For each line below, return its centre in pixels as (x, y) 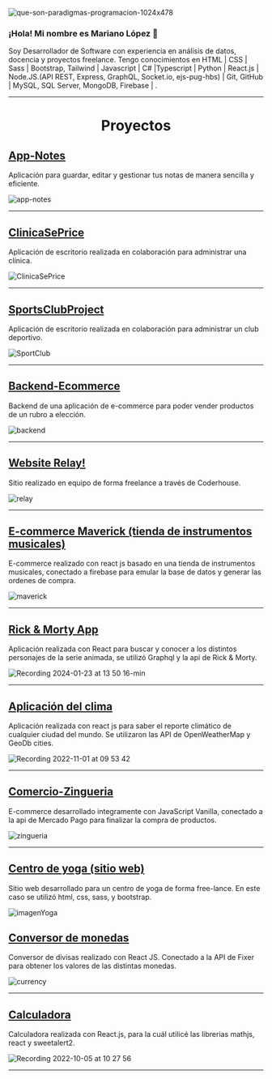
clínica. (20, 261)
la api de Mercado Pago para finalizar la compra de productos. (113, 820)
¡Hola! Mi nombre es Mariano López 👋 (83, 33)
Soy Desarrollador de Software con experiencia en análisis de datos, (123, 51)
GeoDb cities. (31, 743)
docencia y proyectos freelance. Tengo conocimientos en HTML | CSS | (128, 60)
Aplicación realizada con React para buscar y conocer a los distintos (123, 649)
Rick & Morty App (53, 629)
